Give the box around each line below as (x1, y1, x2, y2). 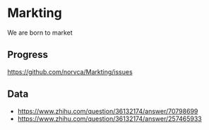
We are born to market (7, 28, 73, 37)
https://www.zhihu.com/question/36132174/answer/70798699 (17, 107, 198, 115)
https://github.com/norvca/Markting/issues (7, 67, 133, 76)
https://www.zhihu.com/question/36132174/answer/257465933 (17, 114, 203, 123)
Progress (7, 49, 48, 61)
